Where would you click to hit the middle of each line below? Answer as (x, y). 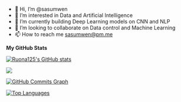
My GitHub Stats (27, 48)
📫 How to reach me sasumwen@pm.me (64, 34)
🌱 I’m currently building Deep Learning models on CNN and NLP (92, 21)
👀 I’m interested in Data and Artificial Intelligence (74, 15)
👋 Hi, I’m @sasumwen (41, 9)
